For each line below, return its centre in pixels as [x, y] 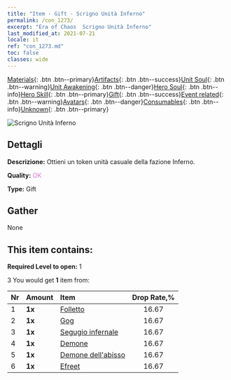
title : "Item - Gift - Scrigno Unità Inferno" [76, 14]
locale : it [23, 40]
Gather [23, 211]
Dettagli [25, 145]
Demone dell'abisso [93, 355]
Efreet [70, 367]
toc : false [23, 53]
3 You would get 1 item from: [48, 280]
